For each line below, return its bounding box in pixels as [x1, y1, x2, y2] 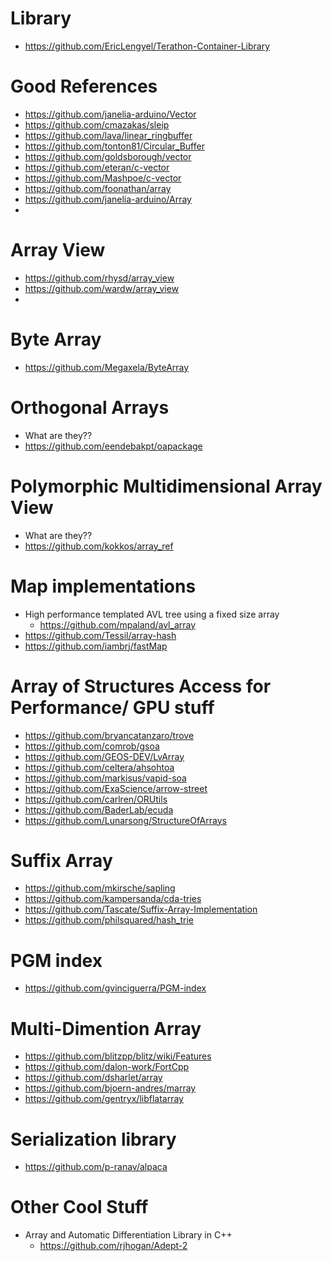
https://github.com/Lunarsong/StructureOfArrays [24, 814, 227, 826]
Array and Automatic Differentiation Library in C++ [24, 1229, 233, 1241]
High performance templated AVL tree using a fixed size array [24, 608, 280, 620]
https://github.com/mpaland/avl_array [39, 618, 197, 631]
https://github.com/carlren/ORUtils [24, 793, 168, 805]
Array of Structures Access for [10, 675, 272, 697]
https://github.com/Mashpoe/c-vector [24, 172, 182, 184]
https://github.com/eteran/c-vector [24, 161, 170, 173]
